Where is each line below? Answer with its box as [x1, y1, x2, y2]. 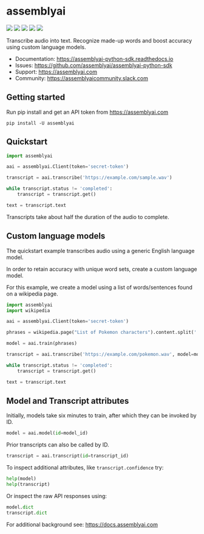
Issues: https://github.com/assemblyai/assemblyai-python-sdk [15, 61, 172, 69]
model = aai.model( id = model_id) [6, 430, 88, 436]
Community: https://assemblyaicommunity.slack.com [15, 74, 149, 81]
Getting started [6, 92, 66, 103]
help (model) [6, 476, 36, 482]
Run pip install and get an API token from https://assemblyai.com [6, 108, 169, 116]
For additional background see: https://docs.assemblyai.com [6, 521, 158, 528]
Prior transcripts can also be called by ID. [6, 441, 109, 448]
